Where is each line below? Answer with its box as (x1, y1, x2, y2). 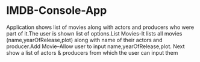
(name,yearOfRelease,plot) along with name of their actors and (6, 36, 163, 43)
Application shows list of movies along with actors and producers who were (6, 23, 195, 31)
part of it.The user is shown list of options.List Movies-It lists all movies (6, 29, 183, 37)
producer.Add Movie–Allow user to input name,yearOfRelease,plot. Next (6, 43, 185, 50)
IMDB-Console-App (6, 4, 107, 17)
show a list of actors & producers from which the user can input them (6, 49, 178, 56)
